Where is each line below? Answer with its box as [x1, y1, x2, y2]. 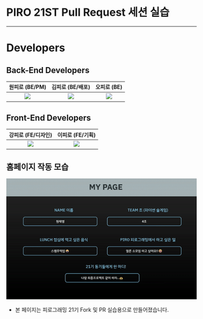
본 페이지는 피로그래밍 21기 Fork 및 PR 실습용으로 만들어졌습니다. [14, 306, 169, 314]
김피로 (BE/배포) [51, 83, 91, 91]
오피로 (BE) [95, 83, 123, 91]
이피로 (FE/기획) [57, 131, 96, 138]
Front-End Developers [6, 112, 91, 123]
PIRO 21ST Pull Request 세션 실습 [6, 5, 170, 19]
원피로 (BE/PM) [8, 83, 47, 91]
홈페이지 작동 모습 [6, 161, 69, 172]
